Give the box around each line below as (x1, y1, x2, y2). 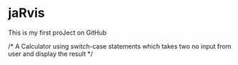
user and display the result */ (8, 49, 93, 58)
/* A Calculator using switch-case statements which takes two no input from (8, 42, 232, 50)
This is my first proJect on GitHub (8, 28, 107, 37)
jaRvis (8, 5, 45, 21)
